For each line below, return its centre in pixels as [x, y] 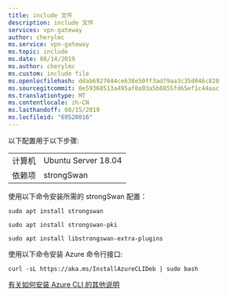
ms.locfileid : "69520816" [50, 117]
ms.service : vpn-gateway [49, 45]
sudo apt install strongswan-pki [63, 225]
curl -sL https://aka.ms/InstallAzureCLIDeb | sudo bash [103, 269]
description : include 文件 [51, 23]
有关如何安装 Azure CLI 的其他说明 [64, 284]
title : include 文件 [40, 15]
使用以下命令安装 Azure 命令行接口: [66, 254]
